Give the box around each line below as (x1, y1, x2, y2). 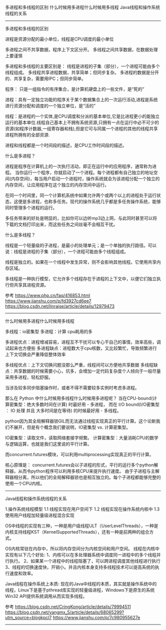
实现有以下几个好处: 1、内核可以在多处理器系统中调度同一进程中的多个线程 (5, 552, 157, 557)
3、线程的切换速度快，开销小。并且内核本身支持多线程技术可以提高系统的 (5, 564, 155, 570)
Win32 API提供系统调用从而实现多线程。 (5, 593, 87, 599)
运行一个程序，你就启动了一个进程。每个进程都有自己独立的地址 (23, 169, 154, 175)
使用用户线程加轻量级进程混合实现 (5, 512, 75, 518)
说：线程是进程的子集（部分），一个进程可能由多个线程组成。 (5, 249, 128, 254)
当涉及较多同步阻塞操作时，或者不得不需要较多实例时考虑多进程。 (5, 385, 139, 390)
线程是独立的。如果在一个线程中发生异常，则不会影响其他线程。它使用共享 (5, 259, 157, 265)
